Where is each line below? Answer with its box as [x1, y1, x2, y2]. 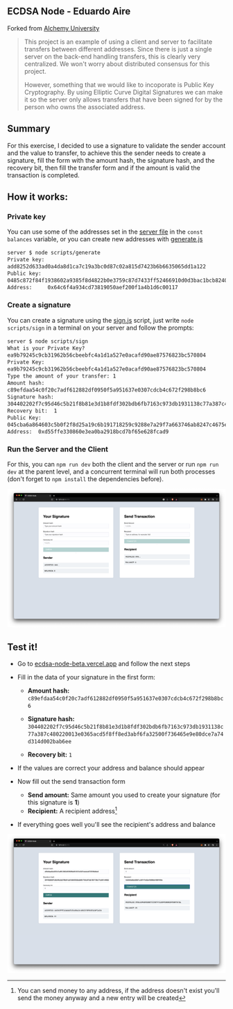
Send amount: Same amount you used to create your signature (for [27, 791, 221, 799]
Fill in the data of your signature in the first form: [17, 673, 156, 681]
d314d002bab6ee [27, 738, 71, 745]
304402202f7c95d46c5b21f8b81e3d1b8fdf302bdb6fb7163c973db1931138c [27, 723, 224, 731]
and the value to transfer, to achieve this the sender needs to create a [7, 149, 206, 157]
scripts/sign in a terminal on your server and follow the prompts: [7, 323, 194, 332]
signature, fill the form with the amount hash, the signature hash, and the [7, 156, 215, 164]
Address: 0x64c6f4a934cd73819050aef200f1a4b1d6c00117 [7, 284, 178, 291]
